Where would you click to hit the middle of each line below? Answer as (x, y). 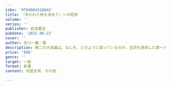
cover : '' (16, 38)
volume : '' (17, 19)
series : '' (17, 24)
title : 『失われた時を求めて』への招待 (41, 15)
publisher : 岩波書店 (25, 29)
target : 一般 (18, 62)
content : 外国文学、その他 (31, 71)
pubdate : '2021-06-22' (29, 33)
